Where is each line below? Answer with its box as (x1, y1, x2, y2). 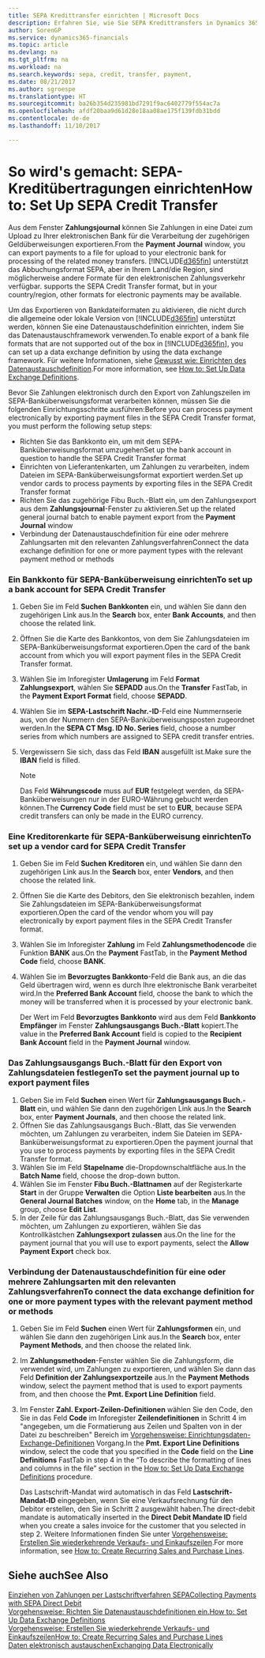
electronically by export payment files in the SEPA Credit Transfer (19, 916, 233, 926)
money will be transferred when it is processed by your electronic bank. (19, 997, 253, 1007)
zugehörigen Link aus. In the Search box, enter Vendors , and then (19, 867, 234, 877)
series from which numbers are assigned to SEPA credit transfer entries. (19, 731, 255, 741)
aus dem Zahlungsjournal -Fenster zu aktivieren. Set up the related (19, 504, 237, 513)
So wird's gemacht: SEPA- (8, 163, 184, 180)
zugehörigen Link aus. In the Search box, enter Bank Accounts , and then (19, 610, 256, 619)
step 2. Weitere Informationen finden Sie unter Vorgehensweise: (19, 1529, 229, 1539)
